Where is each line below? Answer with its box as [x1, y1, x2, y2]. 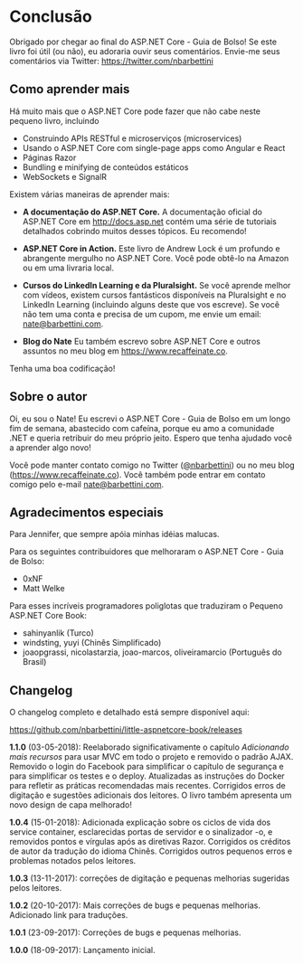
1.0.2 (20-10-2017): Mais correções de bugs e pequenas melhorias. [9, 900, 260, 911]
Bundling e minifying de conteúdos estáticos [22, 161, 189, 173]
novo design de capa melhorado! [9, 799, 133, 810]
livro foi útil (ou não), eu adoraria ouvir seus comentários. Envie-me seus [9, 45, 280, 56]
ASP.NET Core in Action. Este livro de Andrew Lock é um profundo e [22, 242, 280, 254]
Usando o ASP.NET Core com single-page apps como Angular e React [22, 142, 286, 153]
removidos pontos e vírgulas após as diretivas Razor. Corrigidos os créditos [9, 836, 291, 847]
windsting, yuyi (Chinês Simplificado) [22, 638, 162, 648]
